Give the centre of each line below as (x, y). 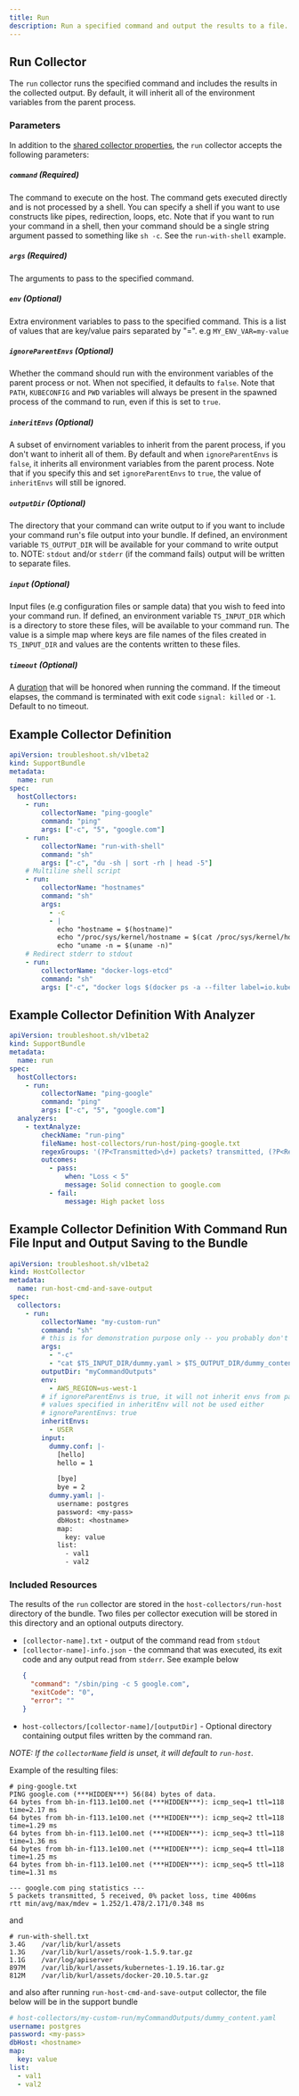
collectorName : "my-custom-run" (101, 1321)
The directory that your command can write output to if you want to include (147, 526)
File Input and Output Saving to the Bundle (129, 1243)
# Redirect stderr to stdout (79, 954)
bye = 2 (71, 1487)
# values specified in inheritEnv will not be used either (153, 1405)
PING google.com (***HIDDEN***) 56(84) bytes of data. (113, 1794)
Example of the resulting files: (64, 1770)
